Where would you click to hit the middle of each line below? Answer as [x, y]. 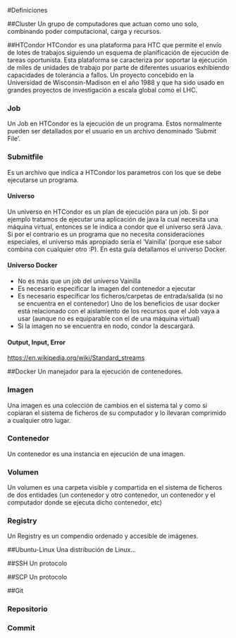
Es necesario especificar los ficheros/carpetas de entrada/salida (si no [120, 296]
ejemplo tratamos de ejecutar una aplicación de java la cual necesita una [113, 219]
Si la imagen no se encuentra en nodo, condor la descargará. [106, 326]
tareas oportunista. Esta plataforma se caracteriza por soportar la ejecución [117, 60]
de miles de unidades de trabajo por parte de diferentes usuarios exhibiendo [118, 67]
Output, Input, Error [36, 342]
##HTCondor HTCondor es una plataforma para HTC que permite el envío [114, 45]
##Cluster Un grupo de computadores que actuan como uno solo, [103, 24]
